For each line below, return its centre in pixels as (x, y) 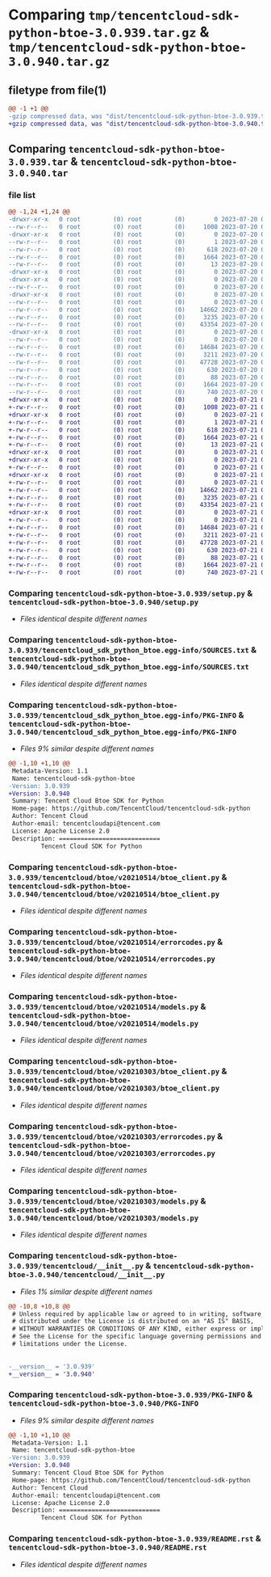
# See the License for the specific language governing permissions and (137, 1337)
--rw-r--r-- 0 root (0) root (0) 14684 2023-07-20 (133, 348)
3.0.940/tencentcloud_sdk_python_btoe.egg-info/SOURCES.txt (129, 667)
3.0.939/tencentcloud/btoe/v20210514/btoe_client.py (114, 877)
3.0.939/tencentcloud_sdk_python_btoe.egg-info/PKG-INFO (123, 715)
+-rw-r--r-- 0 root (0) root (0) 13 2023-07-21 (133, 445)
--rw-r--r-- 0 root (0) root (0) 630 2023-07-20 (133, 369)
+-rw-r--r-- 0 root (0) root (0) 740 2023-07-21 (133, 573)
